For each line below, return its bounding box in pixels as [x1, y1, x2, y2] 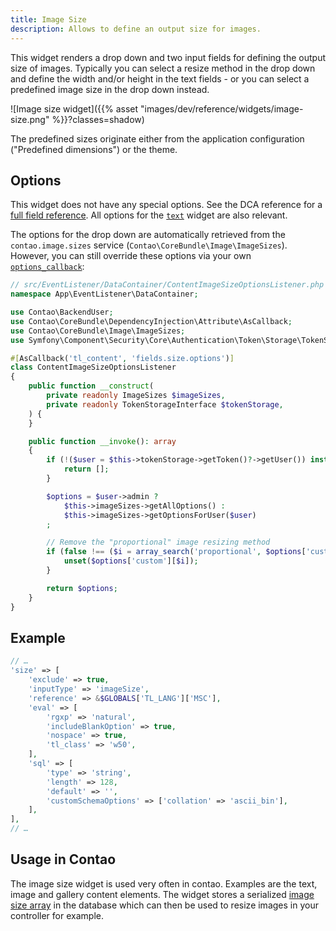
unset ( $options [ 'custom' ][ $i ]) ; [63, 556, 199, 566]
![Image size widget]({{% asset [10, 102, 139, 115]
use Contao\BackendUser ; [10, 307, 114, 318]
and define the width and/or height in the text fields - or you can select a [10, 72, 310, 85]
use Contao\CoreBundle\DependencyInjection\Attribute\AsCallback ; [10, 316, 293, 326]
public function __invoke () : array [28, 436, 177, 446]
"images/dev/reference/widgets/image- [140, 102, 304, 115]
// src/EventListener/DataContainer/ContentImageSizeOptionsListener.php [10, 280, 325, 290]
